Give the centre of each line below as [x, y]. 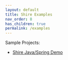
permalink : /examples [28, 28]
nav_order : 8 [19, 19]
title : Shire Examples [29, 14]
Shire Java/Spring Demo [38, 52]
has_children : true [25, 24]
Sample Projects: [22, 42]
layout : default [22, 10]
